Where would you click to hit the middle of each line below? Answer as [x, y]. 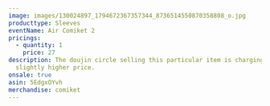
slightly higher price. [55, 68]
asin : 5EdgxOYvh [35, 82]
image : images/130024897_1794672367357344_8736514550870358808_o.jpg [127, 16]
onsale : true [30, 75]
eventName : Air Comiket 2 [51, 30]
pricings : [25, 38]
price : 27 [39, 53]
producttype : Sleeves [45, 23]
